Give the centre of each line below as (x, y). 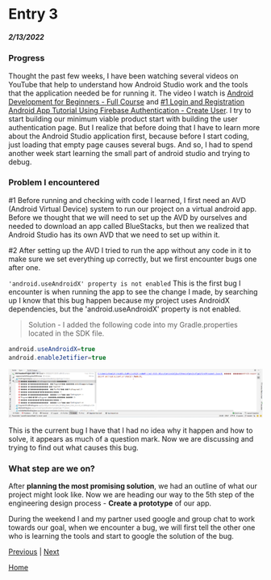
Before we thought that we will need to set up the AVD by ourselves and (128, 217)
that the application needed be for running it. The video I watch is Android (131, 93)
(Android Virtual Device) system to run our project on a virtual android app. (133, 209)
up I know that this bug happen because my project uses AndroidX (119, 300)
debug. (20, 162)
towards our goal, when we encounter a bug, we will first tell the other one (132, 527)
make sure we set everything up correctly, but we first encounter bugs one (133, 259)
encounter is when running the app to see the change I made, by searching (133, 291)
